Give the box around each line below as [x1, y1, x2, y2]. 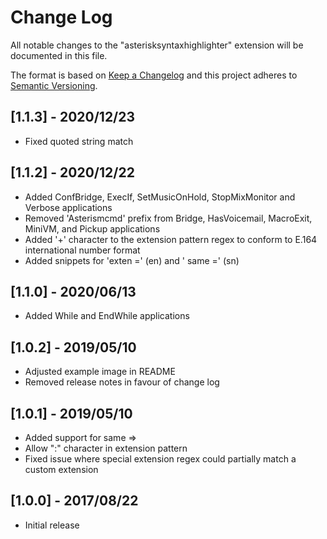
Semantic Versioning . [10, 79, 98, 91]
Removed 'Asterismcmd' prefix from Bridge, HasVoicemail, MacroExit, [24, 212, 313, 224]
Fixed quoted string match [24, 135, 134, 147]
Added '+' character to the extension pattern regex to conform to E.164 [24, 233, 318, 245]
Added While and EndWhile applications [24, 310, 190, 322]
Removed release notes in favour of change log [24, 376, 220, 388]
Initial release [24, 519, 80, 531]
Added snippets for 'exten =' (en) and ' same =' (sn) [24, 254, 240, 266]
